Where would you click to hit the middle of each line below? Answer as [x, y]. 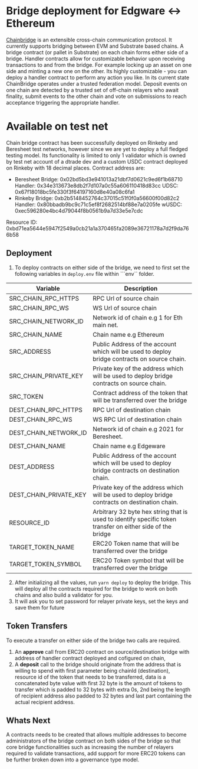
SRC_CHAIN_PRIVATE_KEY [46, 376]
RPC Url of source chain [126, 298]
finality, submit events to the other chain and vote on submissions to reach [96, 96]
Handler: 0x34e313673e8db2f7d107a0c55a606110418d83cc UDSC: [96, 185]
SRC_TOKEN [26, 396]
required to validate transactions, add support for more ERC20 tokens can [96, 754]
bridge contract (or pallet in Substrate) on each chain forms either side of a [97, 52]
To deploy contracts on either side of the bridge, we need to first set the [102, 268]
